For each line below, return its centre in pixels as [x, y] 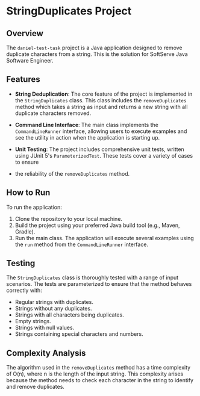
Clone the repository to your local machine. [68, 218]
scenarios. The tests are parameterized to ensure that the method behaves [99, 284]
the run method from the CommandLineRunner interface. [82, 244]
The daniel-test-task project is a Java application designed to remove [94, 48]
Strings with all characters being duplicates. [70, 315]
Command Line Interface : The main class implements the [86, 125]
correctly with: [24, 291]
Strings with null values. [45, 328]
